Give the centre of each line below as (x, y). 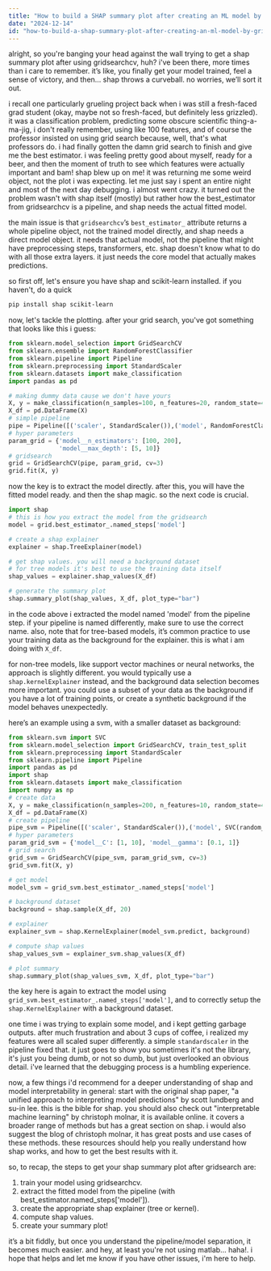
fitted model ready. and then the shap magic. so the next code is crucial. (129, 495)
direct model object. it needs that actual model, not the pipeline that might (131, 240)
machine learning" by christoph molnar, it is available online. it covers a (126, 1117)
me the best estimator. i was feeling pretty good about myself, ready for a (130, 155)
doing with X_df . (35, 648)
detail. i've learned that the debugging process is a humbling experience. (130, 1067)
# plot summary (34, 968)
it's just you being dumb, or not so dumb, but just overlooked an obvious (129, 1058)
